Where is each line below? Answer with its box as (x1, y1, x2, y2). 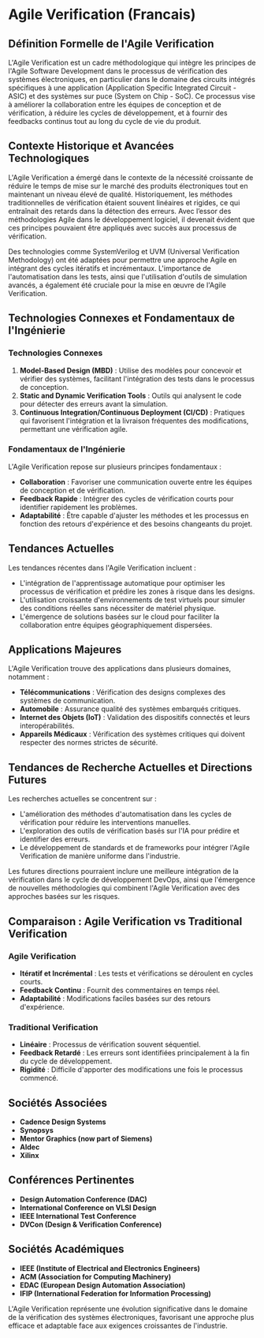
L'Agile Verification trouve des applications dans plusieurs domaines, (8, 664, 232, 673)
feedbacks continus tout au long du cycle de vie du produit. (8, 117, 202, 126)
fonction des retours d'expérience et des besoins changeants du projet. (19, 519, 253, 528)
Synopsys (19, 1126, 54, 1135)
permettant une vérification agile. (19, 424, 128, 433)
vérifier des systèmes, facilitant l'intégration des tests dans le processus (19, 373, 255, 384)
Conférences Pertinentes (8, 1174, 135, 1187)
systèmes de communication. (19, 696, 116, 706)
